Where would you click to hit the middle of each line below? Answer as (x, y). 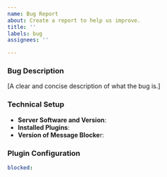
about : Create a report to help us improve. (74, 20)
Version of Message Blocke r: (61, 135)
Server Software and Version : (62, 120)
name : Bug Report (33, 14)
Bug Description (36, 71)
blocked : (20, 168)
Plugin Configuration (44, 153)
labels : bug (25, 33)
